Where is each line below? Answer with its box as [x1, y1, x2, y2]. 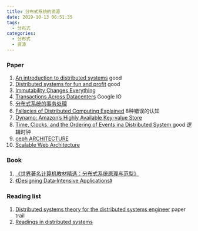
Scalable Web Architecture [15, 141, 80, 148]
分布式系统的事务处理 [15, 100, 67, 107]
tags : [6, 19, 20, 25]
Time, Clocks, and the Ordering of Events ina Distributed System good [15, 121, 186, 128]
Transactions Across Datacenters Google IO [15, 93, 122, 100]
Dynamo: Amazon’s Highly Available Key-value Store [15, 114, 143, 121]
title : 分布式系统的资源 [6, 8, 61, 15]
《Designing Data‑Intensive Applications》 [15, 177, 113, 184]
